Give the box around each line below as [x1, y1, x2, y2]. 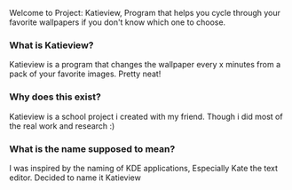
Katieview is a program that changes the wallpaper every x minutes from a [9, 59, 281, 70]
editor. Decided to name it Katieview [9, 172, 142, 183]
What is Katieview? [9, 39, 94, 51]
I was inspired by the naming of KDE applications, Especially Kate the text [9, 162, 278, 173]
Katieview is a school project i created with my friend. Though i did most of [9, 111, 283, 122]
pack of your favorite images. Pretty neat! [9, 68, 162, 79]
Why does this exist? [9, 91, 102, 103]
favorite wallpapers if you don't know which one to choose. [9, 17, 226, 28]
